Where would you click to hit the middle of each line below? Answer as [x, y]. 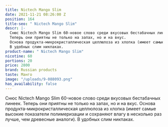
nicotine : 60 [19, 56]
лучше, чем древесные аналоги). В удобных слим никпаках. [70, 119]
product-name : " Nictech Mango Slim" [44, 51]
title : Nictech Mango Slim [33, 10]
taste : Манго [19, 75]
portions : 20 [19, 61]
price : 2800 [17, 65]
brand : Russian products [31, 70]
